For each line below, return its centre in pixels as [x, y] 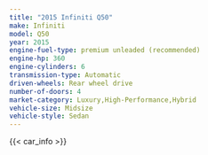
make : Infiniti [37, 26]
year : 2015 [29, 42]
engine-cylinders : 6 [48, 67]
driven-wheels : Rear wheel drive [71, 83]
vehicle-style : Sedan [49, 116]
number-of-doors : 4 [45, 91]
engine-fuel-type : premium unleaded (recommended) [105, 50]
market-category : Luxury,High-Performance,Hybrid [103, 100]
